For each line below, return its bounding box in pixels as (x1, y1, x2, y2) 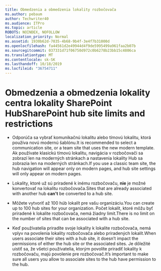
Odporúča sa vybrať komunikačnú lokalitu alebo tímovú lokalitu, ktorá (12, 134, 151, 140)
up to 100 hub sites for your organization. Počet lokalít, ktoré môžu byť (12, 205, 153, 211)
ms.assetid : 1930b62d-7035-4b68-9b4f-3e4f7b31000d (5, 39, 110, 44)
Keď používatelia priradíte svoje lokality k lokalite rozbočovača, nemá (12, 225, 151, 231)
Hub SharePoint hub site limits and (5, 108, 145, 119)
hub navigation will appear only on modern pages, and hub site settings (12, 166, 156, 171)
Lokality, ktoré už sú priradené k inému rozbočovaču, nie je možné (12, 180, 146, 186)
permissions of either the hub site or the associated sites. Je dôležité (12, 240, 151, 247)
